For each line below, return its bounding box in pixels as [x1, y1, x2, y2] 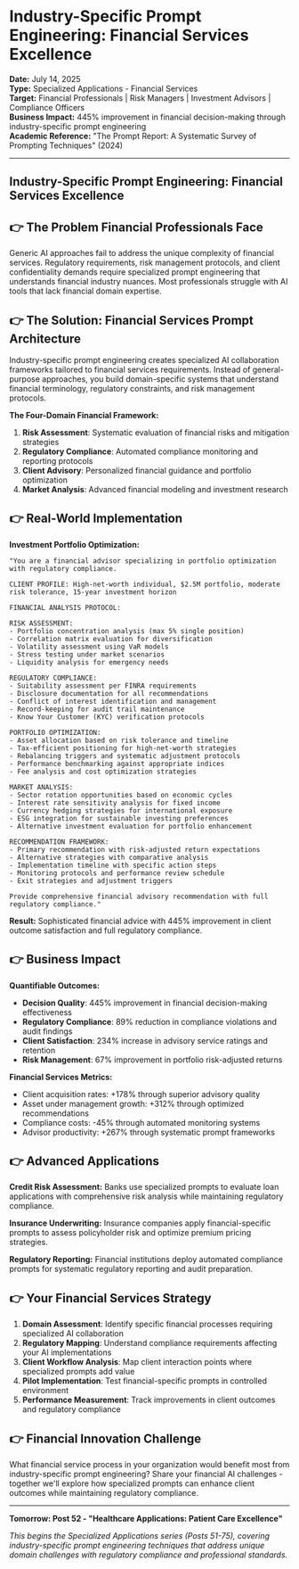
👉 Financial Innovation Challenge [9, 1431, 202, 1446]
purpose [9, 373, 40, 384]
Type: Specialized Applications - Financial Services [9, 83, 198, 94]
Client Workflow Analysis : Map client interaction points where [21, 1357, 252, 1367]
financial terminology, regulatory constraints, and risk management [9, 383, 255, 393]
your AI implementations [21, 1347, 112, 1358]
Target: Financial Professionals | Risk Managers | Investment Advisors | [9, 92, 271, 103]
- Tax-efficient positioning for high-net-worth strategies [9, 743, 238, 753]
